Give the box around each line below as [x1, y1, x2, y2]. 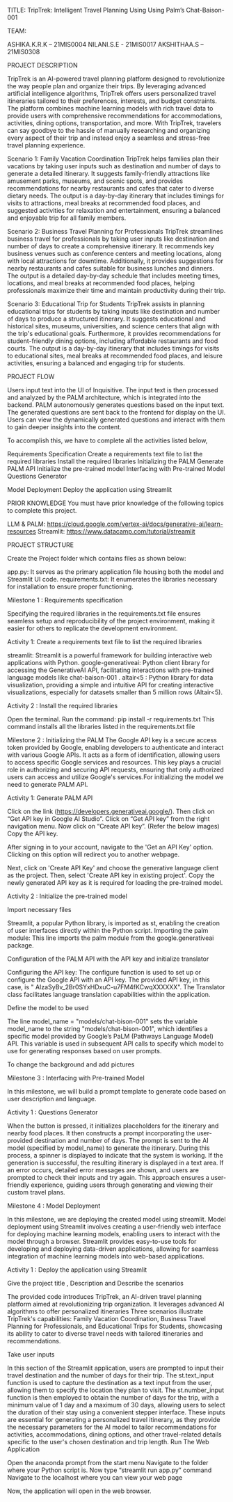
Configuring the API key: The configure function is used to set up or [7, 968, 202, 976]
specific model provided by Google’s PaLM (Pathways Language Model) [7, 1032, 214, 1040]
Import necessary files [7, 906, 72, 913]
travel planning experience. [7, 141, 86, 149]
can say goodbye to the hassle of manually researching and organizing [7, 127, 211, 134]
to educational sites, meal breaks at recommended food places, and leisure [7, 351, 223, 360]
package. [7, 941, 34, 949]
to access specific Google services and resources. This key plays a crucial [7, 758, 221, 766]
